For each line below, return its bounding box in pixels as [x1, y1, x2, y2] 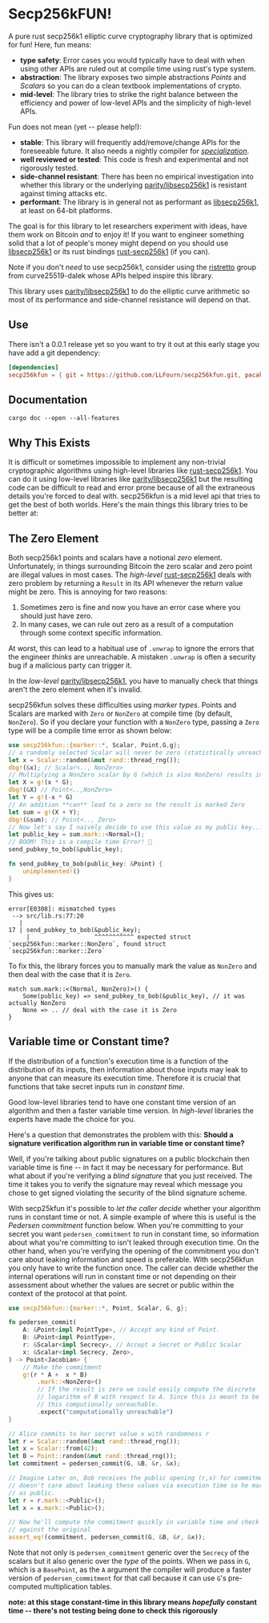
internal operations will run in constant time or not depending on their [8, 1271, 237, 1281]
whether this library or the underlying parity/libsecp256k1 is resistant [19, 180, 247, 189]
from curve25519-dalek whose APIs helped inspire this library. [8, 270, 214, 281]
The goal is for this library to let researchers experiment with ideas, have [8, 221, 247, 231]
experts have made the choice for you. [8, 1114, 136, 1124]
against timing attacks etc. [19, 188, 107, 198]
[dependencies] [8, 363, 59, 371]
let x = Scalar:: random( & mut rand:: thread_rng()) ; [8, 756, 181, 764]
